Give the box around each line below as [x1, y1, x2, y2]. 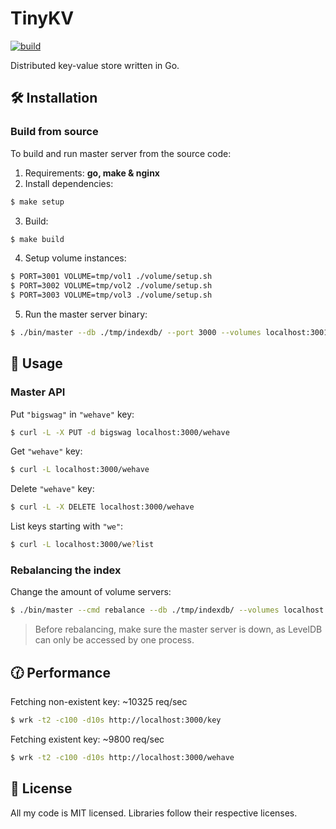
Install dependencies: [24, 177, 114, 189]
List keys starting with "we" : [10, 520, 124, 532]
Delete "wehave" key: [10, 483, 95, 495]
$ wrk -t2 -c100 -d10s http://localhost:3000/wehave [10, 752, 235, 762]
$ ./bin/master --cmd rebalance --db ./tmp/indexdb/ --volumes [10, 605, 280, 616]
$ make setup [10, 197, 65, 207]
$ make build [10, 234, 65, 244]
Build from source [10, 125, 99, 139]
